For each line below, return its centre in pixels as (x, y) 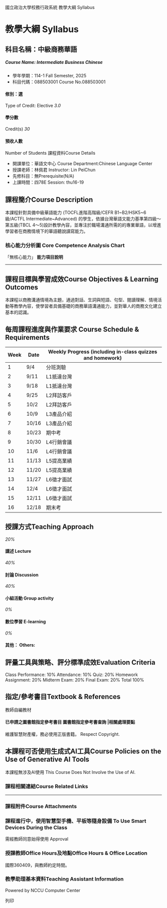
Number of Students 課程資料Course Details (50, 153)
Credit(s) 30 (17, 129)
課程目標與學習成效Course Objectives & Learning (82, 279)
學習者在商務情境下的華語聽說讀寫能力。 (46, 231)
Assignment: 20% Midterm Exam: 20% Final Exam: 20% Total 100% (75, 680)
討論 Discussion (22, 575)
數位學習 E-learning (26, 621)
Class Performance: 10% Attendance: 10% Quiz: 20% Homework (72, 675)
